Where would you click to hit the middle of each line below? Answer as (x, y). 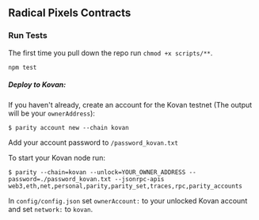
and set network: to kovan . (51, 209)
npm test (23, 67)
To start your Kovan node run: (57, 157)
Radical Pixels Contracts (70, 13)
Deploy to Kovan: (37, 85)
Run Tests (28, 36)
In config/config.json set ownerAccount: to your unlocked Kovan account (128, 200)
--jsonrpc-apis (139, 179)
